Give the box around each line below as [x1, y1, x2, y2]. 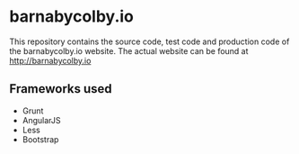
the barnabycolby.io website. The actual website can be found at [9, 45, 249, 56]
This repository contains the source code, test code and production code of [9, 36, 290, 47]
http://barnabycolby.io [9, 55, 92, 66]
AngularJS [22, 114, 61, 125]
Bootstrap [22, 133, 59, 145]
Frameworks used [9, 81, 112, 96]
